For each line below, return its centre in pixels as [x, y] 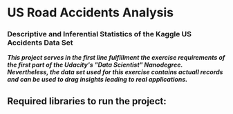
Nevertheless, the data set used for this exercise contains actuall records [115, 72]
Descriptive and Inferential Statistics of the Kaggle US [100, 34]
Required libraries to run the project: [87, 101]
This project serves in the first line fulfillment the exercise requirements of [116, 58]
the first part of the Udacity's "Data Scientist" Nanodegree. [95, 65]
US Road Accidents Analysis [91, 13]
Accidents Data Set [40, 43]
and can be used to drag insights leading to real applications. [97, 80]
